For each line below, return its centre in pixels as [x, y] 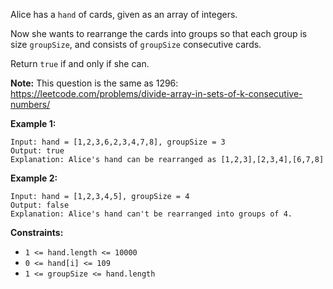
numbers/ [30, 104]
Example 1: [33, 123]
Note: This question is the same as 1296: [94, 83]
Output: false [40, 205]
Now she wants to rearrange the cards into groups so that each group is [159, 33]
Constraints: [37, 232]
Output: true [37, 151]
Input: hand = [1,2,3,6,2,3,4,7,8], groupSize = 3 [118, 142]
